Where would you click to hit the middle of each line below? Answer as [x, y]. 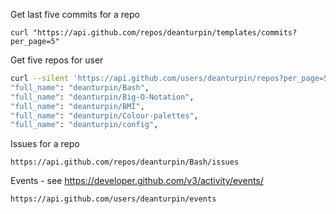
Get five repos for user [57, 60]
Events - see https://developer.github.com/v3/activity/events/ [137, 181]
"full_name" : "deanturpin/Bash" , [80, 87]
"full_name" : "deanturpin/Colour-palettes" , [104, 115]
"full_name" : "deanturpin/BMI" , [77, 106]
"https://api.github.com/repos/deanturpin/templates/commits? [165, 33]
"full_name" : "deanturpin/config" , [84, 125]
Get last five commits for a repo [75, 14]
